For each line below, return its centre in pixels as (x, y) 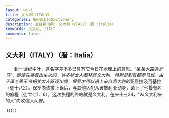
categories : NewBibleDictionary (39, 19)
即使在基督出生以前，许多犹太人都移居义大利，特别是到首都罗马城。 (88, 75)
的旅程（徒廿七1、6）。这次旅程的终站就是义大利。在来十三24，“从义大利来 (84, 94)
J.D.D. (11, 110)
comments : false (22, 34)
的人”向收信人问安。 (26, 100)
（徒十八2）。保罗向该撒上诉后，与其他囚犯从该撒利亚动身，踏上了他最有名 (83, 87)
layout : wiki (19, 10)
